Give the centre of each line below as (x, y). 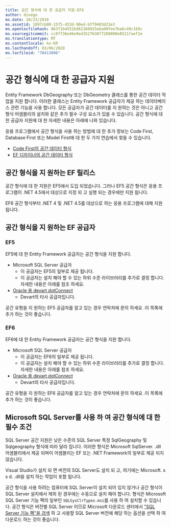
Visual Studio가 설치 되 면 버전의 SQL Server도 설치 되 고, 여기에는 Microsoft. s (86, 470)
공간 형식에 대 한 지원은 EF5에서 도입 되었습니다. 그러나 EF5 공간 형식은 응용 (81, 186)
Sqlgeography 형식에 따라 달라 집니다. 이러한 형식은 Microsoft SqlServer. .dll (83, 447)
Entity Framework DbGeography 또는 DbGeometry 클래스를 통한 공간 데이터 (83, 95)
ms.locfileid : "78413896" (33, 53)
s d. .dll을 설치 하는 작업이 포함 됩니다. (43, 477)
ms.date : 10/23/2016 (27, 19)
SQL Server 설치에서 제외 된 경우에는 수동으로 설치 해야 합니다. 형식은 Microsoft (86, 494)
